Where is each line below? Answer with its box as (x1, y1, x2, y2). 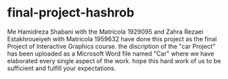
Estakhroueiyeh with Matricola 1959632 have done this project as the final (7, 34, 217, 43)
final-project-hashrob (7, 5, 134, 21)
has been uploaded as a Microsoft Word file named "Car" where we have (7, 49, 215, 58)
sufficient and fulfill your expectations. (7, 64, 116, 72)
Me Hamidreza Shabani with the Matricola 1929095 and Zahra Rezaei (7, 27, 204, 36)
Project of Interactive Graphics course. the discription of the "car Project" (7, 42, 216, 50)
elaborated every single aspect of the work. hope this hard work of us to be (7, 56, 222, 65)
